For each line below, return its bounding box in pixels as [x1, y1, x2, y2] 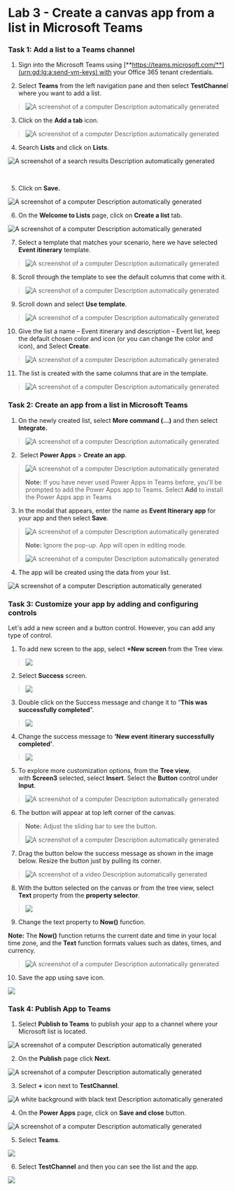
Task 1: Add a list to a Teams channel [8, 45, 135, 55]
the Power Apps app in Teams [24, 492, 112, 501]
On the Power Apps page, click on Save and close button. [17, 1108, 187, 1117]
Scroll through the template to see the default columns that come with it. [17, 273, 227, 281]
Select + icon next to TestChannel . [17, 1082, 120, 1090]
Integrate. [17, 424, 48, 432]
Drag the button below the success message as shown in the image [17, 849, 214, 858]
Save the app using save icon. [17, 973, 105, 982]
